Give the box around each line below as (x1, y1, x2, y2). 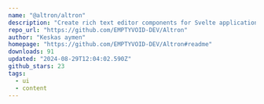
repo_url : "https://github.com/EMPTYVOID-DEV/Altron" (8, 26, 189, 34)
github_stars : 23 (8, 63, 65, 70)
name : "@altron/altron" (8, 11, 86, 20)
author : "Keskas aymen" (8, 33, 86, 41)
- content (15, 84, 47, 92)
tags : (8, 70, 26, 77)
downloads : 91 (8, 48, 55, 56)
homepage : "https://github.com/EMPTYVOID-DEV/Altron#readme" (8, 41, 213, 48)
